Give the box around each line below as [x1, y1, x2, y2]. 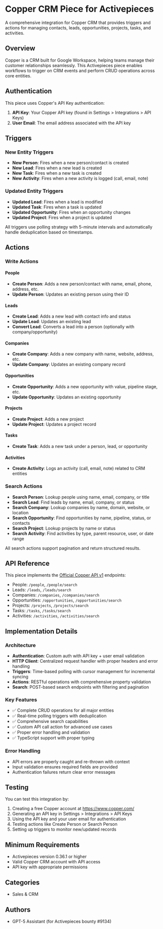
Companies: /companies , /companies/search [12, 592, 99, 598]
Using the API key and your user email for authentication [12, 816, 126, 822]
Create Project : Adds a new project [12, 416, 84, 422]
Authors [5, 906, 31, 914]
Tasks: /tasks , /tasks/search [12, 608, 71, 614]
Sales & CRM [12, 891, 39, 897]
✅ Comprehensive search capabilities [12, 719, 89, 724]
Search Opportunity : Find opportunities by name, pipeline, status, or [12, 515, 151, 521]
